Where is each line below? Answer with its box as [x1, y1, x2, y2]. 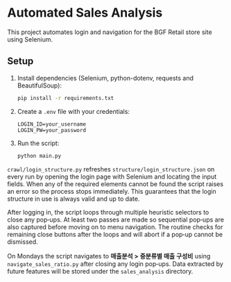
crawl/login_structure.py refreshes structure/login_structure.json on [7, 165, 215, 173]
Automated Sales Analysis [7, 5, 163, 21]
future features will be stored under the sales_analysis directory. [7, 267, 194, 275]
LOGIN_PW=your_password [17, 126, 87, 133]
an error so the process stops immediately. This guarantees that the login [7, 187, 216, 195]
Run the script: [17, 139, 60, 147]
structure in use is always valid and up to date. [7, 194, 140, 203]
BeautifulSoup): [17, 81, 62, 90]
